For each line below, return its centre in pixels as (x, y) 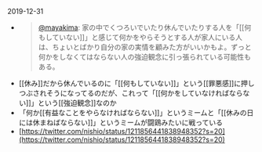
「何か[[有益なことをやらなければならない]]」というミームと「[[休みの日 (136, 112)
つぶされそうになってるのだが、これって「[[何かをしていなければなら (131, 93)
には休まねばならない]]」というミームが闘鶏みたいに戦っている (120, 122)
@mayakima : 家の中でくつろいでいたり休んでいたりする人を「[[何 (145, 27)
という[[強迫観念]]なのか (77, 103)
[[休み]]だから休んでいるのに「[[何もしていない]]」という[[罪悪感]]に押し (136, 83)
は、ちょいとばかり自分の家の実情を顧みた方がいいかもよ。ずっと (145, 47)
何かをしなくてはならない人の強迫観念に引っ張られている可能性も (145, 57)
